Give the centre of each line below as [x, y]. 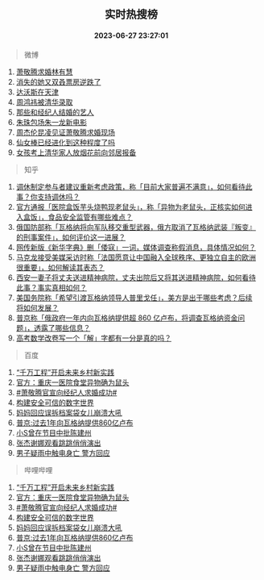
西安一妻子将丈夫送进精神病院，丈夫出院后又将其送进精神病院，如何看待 [136, 277]
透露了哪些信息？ [62, 328]
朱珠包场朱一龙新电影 [51, 122]
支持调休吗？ [59, 197]
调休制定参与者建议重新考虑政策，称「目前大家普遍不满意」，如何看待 [130, 186]
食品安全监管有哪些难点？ [90, 217]
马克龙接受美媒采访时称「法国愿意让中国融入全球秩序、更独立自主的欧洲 [136, 257]
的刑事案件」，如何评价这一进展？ [71, 237]
